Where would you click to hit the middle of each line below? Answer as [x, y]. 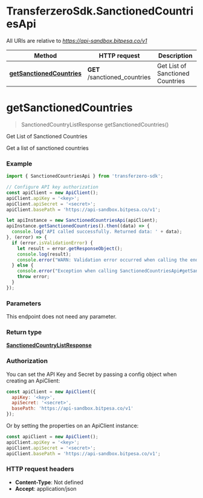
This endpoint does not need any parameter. [61, 317]
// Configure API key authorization [52, 187]
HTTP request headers [40, 469]
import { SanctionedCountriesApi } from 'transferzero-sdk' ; [85, 176]
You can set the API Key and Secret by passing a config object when [92, 374]
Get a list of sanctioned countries [47, 148]
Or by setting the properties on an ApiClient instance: [72, 426]
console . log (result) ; [44, 254]
